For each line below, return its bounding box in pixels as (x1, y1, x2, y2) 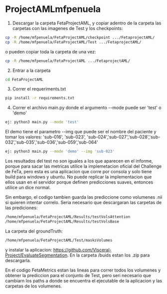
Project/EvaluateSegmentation (5, 252, 68, 258)
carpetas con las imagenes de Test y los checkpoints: (12, 25, 123, 31)
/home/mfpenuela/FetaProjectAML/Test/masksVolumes (5, 238, 113, 243)
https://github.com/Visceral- (53, 247, 112, 253)
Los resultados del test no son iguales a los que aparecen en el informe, (5, 158, 153, 164)
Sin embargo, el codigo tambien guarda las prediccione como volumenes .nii (5, 194, 163, 200)
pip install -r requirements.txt (5, 96, 75, 101)
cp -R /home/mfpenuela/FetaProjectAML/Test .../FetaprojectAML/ (5, 39, 142, 44)
